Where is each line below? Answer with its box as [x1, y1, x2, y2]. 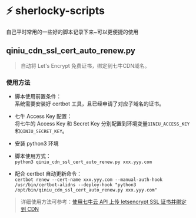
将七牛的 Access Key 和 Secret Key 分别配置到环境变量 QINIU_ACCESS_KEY [14, 120, 190, 127]
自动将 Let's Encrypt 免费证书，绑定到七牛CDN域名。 [20, 62, 150, 69]
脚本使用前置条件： [14, 93, 62, 100]
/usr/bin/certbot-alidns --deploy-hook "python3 [14, 182, 137, 188]
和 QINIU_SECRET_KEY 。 [14, 127, 68, 135]
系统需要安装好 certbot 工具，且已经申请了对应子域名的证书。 [14, 100, 165, 107]
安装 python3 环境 [14, 140, 59, 147]
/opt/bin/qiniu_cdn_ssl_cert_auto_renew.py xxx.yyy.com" [14, 187, 158, 193]
